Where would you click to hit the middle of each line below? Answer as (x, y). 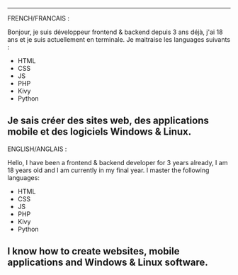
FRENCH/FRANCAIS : (38, 18)
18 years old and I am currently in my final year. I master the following (108, 170)
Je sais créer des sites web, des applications (108, 121)
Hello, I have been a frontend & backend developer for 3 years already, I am (118, 162)
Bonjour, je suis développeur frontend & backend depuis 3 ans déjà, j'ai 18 (115, 32)
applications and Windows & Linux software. (108, 263)
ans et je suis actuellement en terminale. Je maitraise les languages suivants (119, 39)
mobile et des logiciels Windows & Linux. (100, 132)
